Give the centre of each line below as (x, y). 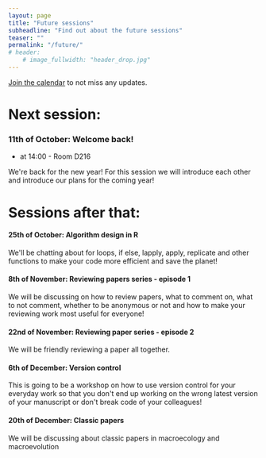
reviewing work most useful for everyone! (76, 314)
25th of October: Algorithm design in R (73, 235)
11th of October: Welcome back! (71, 139)
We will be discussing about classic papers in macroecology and (114, 438)
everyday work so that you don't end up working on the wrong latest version (133, 394)
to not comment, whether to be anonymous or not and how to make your (127, 305)
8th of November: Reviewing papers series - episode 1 (100, 279)
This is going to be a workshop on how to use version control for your (122, 385)
